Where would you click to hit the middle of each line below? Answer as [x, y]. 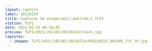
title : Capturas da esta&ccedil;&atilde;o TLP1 [54, 18]
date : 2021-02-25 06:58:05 [33, 28]
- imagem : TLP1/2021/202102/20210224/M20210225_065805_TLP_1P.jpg [78, 41]
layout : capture [22, 9]
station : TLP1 [20, 23]
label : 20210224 [22, 14]
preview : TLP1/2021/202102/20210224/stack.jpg [53, 32]
